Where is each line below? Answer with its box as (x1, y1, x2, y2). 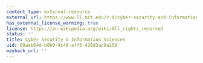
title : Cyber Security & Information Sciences (6, 37, 126, 43)
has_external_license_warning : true (6, 20, 98, 26)
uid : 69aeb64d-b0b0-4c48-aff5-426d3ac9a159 (6, 43, 118, 49)
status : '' (6, 31, 34, 37)
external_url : (6, 14, 42, 20)
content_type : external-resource (6, 8, 91, 15)
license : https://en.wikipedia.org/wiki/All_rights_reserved (6, 25, 164, 32)
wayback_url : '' (6, 48, 47, 54)
